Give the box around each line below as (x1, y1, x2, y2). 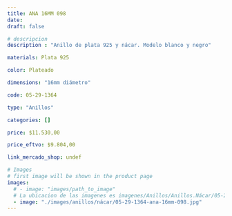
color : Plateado (7, 67, 54, 74)
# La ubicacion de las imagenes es (13, 192, 116, 199)
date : (7, 17, 23, 23)
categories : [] (7, 117, 51, 124)
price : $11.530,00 (7, 129, 60, 136)
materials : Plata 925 (7, 55, 70, 61)
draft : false (7, 23, 45, 30)
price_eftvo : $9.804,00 (7, 141, 76, 148)
